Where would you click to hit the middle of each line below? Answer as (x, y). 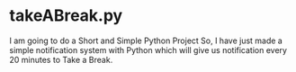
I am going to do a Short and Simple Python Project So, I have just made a (146, 40)
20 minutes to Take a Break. (61, 59)
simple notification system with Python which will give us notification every (148, 49)
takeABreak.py (66, 16)
